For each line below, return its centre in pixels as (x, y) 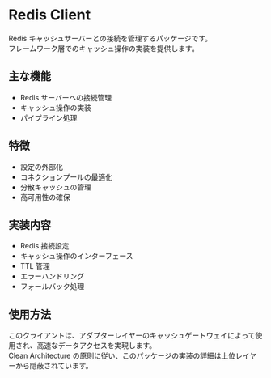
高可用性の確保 (45, 197)
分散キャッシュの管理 (55, 187)
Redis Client (50, 15)
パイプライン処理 (49, 117)
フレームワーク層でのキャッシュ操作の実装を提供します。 (104, 48)
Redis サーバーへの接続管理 (66, 97)
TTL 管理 (35, 266)
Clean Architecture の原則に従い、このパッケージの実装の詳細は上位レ (125, 356)
